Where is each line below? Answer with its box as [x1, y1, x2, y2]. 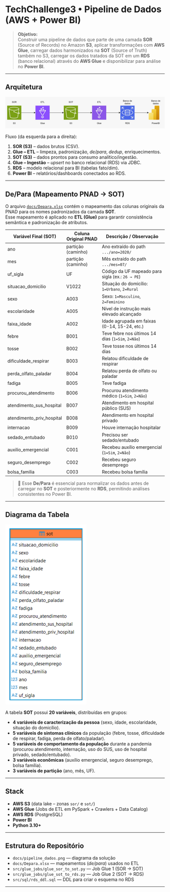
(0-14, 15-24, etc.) [102, 324, 144, 330]
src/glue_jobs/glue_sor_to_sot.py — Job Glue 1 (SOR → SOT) [12, 866, 143, 872]
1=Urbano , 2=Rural [102, 286, 139, 292]
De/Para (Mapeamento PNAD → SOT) [5, 190, 125, 198]
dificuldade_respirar [7, 358, 50, 364]
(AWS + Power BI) [5, 14, 81, 26]
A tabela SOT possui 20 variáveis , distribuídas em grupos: [5, 709, 127, 716]
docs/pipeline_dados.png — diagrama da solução [12, 855, 116, 861]
